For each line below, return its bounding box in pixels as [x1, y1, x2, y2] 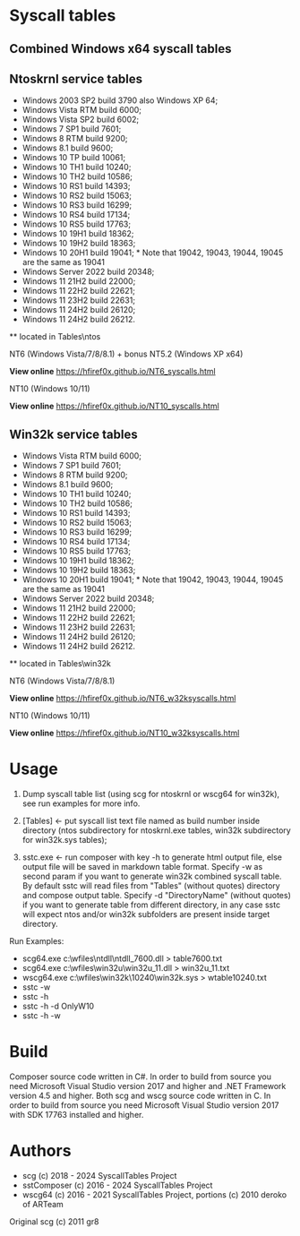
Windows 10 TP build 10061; [21, 152, 126, 163]
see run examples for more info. [21, 798, 141, 809]
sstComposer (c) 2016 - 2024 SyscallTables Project [21, 1180, 213, 1191]
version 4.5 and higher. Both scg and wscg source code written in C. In [9, 1090, 271, 1102]
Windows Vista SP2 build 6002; [21, 114, 140, 125]
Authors [9, 1141, 72, 1161]
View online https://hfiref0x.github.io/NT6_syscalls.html [9, 366, 217, 377]
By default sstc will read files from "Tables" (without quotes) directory [21, 880, 280, 891]
